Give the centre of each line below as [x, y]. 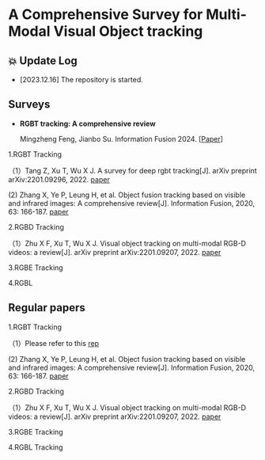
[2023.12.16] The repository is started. [81, 80]
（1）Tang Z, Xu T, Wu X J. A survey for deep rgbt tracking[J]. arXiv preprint [132, 170]
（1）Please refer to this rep [54, 343]
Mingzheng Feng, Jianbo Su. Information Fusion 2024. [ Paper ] [121, 139]
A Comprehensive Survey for [106, 15]
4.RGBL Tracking [36, 447]
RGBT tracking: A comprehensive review [87, 124]
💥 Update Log [43, 61]
